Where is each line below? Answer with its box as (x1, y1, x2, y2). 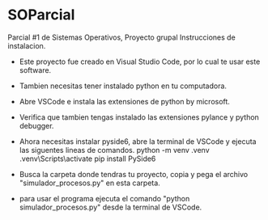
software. (19, 65, 52, 74)
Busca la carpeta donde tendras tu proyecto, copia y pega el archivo (19, 169, 249, 179)
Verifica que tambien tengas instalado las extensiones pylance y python (19, 112, 260, 122)
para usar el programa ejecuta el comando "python (19, 193, 190, 203)
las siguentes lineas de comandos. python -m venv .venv (19, 145, 210, 154)
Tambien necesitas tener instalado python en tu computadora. (19, 81, 228, 91)
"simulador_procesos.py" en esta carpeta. (19, 178, 161, 188)
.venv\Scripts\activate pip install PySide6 (19, 154, 156, 163)
